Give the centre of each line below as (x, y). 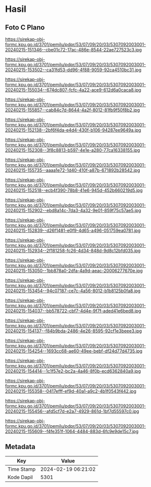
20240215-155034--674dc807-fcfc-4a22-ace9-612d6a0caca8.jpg (73, 90)
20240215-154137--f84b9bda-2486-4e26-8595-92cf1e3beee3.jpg (74, 331)
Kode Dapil (20, 477)
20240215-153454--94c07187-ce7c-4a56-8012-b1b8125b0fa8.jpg (73, 291)
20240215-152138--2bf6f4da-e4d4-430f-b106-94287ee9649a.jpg (73, 130)
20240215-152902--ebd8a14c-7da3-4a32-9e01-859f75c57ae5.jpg (73, 210)
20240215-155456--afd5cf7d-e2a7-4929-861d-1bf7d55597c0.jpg (72, 411)
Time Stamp (22, 469)
